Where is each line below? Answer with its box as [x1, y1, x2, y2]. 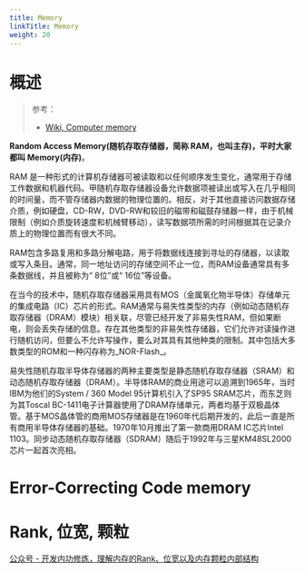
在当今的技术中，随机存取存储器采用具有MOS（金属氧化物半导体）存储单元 [9, 290, 290, 301]
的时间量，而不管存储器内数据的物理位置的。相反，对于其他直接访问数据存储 [9, 194, 296, 205]
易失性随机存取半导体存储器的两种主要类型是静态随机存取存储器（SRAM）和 [9, 365, 295, 377]
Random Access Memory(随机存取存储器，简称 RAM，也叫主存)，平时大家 [9, 141, 292, 152]
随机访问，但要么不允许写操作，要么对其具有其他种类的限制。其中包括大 [16, 335, 288, 346]
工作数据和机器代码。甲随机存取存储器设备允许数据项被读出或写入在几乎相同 [9, 182, 296, 193]
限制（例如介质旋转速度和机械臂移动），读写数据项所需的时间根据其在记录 [9, 217, 284, 228]
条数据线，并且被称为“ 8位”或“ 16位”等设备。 [9, 270, 177, 281]
